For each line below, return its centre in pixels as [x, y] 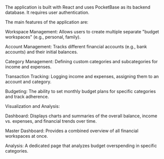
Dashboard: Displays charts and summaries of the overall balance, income [81, 116]
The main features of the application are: [47, 22]
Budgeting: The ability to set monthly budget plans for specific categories [81, 91]
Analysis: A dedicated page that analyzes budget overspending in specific [81, 146]
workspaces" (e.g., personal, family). [43, 37]
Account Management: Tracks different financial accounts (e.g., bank [76, 46]
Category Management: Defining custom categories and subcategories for [82, 61]
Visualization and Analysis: [33, 106]
